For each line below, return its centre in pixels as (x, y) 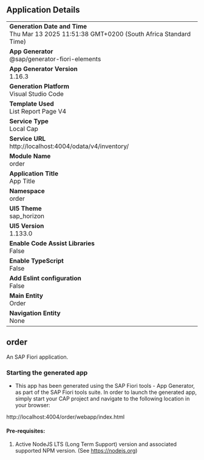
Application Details (43, 10)
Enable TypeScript (36, 260)
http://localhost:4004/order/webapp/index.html (66, 417)
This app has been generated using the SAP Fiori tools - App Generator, (105, 385)
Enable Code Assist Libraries (52, 243)
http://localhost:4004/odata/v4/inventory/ (69, 146)
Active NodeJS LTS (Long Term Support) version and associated (96, 444)
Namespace (27, 191)
